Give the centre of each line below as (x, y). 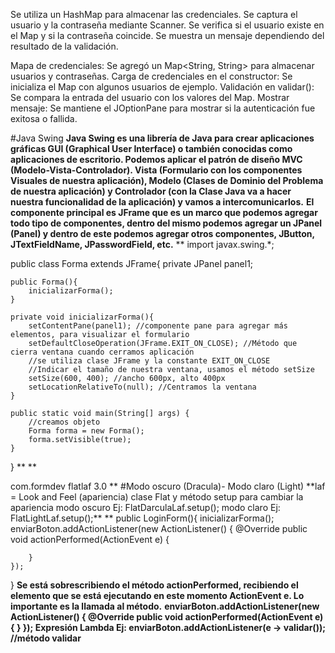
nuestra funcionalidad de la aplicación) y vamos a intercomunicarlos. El (162, 202)
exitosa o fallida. (44, 118)
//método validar (46, 638)
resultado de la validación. (64, 46)
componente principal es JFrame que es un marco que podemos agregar (164, 212)
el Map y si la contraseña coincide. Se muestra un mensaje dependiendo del (167, 35)
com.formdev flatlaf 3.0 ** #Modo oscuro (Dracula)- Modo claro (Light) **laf (168, 486)
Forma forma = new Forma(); (86, 431)
